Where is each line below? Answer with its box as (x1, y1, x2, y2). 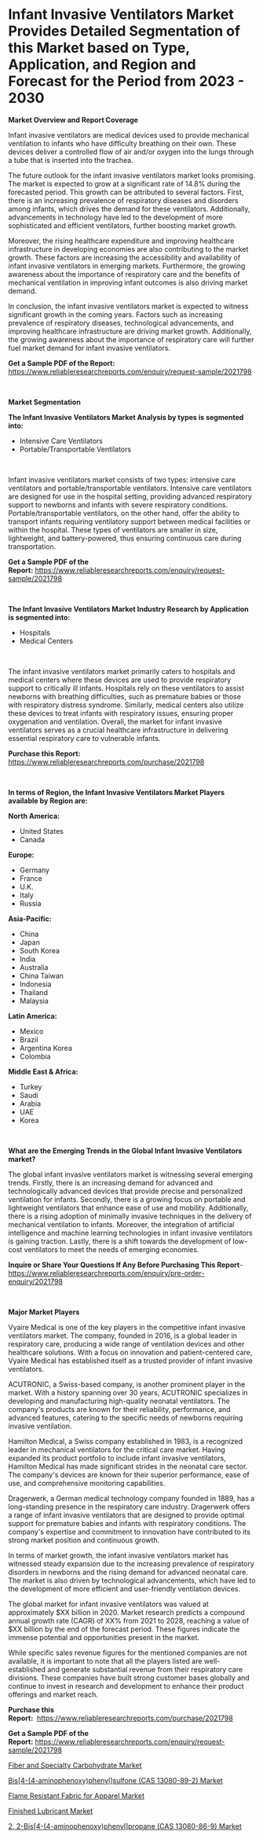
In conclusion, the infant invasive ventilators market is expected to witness (8, 301, 249, 311)
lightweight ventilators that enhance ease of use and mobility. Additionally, (8, 1203, 249, 1212)
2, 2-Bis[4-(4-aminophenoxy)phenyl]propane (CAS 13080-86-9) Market (8, 1821, 242, 1830)
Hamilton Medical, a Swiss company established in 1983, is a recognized (8, 1436, 243, 1446)
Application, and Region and (8, 56, 196, 74)
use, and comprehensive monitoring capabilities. (8, 1478, 166, 1487)
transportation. (8, 541, 57, 551)
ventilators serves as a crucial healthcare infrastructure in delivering (8, 725, 228, 735)
